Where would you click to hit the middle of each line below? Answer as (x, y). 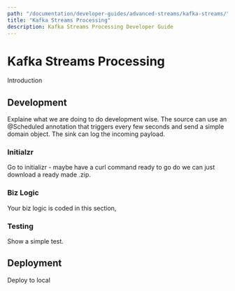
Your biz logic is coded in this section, (62, 208)
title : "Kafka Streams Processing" (59, 20)
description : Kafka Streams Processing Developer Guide (90, 27)
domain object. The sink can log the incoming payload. (86, 134)
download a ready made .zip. (49, 174)
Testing (20, 226)
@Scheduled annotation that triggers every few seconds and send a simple (116, 127)
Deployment (35, 263)
